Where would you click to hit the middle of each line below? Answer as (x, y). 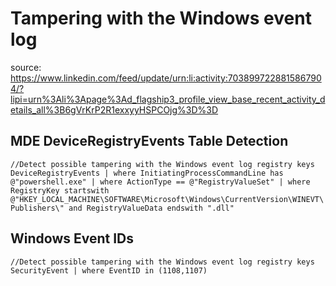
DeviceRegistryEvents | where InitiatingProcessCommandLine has (147, 173)
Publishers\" (37, 208)
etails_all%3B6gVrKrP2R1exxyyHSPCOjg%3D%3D (114, 109)
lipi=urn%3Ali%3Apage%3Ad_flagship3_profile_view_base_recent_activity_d (168, 99)
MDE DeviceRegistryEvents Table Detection (149, 141)
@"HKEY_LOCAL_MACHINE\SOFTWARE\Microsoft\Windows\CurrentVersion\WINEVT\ (167, 199)
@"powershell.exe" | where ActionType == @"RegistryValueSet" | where (160, 182)
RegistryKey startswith (60, 190)
